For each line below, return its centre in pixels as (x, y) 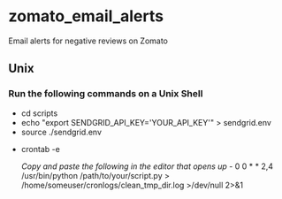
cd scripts (39, 113)
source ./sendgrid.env (61, 132)
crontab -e (41, 149)
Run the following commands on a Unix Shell (106, 94)
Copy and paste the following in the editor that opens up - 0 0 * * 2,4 (147, 166)
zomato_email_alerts (86, 16)
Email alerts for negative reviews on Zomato (88, 41)
